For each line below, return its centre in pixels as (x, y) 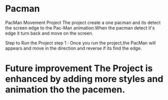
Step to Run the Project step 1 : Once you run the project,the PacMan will (80, 42)
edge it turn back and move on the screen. (49, 33)
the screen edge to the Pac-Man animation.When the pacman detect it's (80, 27)
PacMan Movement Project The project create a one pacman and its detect (83, 22)
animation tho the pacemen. (65, 90)
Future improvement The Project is (79, 68)
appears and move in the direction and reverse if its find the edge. (74, 48)
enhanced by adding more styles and (84, 79)
